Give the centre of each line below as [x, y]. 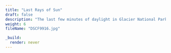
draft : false [19, 15]
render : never [25, 43]
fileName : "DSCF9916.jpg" [33, 29]
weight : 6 [16, 24]
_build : [13, 38]
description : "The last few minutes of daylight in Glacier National [81, 19]
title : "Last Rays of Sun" [34, 10]
